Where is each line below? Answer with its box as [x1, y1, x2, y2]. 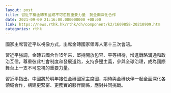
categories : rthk [5, 27, 42, 32]
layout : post [5, 7, 33, 13]
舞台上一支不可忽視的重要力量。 [5, 65, 72, 71]
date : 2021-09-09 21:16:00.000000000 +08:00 [5, 17, 101, 22]
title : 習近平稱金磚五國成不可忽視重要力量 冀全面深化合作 [5, 12, 116, 17]
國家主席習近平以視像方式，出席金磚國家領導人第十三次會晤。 [5, 41, 135, 48]
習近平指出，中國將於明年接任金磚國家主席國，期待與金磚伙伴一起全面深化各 [5, 76, 166, 82]
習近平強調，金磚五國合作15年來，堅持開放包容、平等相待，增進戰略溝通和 [5, 52, 161, 58]
